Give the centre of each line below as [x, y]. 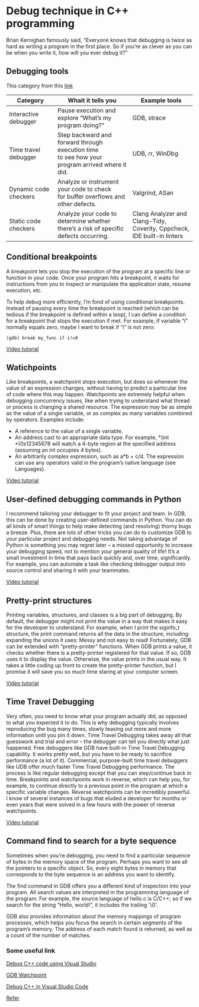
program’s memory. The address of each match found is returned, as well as [99, 929]
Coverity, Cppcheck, [161, 228]
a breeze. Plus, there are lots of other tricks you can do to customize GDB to [99, 532]
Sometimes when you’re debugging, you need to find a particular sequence [98, 855]
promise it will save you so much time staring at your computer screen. [93, 672]
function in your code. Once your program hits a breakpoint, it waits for [93, 277]
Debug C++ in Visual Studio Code [47, 986]
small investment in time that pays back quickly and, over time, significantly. [99, 558]
